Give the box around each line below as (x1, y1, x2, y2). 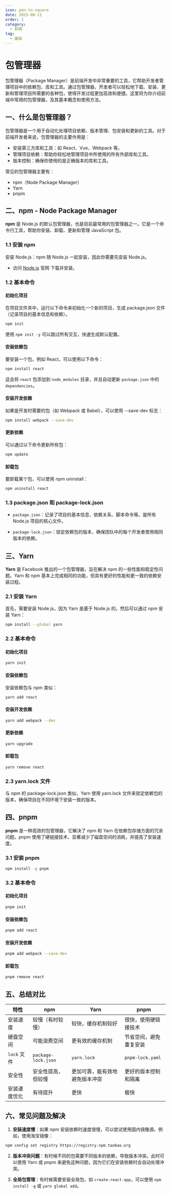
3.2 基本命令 (5, 879, 36, 886)
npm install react (5, 366, 44, 371)
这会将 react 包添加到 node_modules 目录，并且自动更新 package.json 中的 (5, 376, 159, 382)
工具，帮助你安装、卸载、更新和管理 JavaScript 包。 (14, 227, 124, 233)
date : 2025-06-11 (5, 12, 42, 17)
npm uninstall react (5, 486, 49, 491)
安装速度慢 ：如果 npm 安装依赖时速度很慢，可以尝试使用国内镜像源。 (12, 1126, 159, 1132)
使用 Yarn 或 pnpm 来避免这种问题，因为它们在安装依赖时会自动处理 (17, 1159, 160, 1165)
